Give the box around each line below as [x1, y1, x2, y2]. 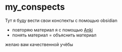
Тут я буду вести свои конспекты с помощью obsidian [5, 17, 118, 23]
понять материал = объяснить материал [12, 32, 97, 38]
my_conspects [5, 1, 65, 13]
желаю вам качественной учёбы [5, 41, 73, 47]
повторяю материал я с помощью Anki [12, 27, 93, 33]
